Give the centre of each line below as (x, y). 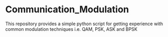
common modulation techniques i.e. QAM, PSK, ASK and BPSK (71, 29)
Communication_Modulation (67, 10)
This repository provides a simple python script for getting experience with (84, 24)
